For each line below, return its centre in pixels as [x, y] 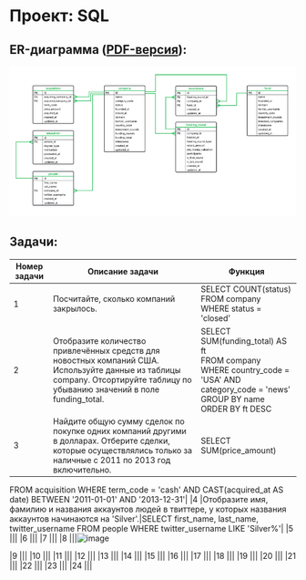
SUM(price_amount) [238, 450]
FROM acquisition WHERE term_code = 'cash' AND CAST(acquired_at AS [147, 490]
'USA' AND [220, 379]
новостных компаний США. [106, 360]
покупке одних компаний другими [120, 430]
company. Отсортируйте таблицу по [123, 379]
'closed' [215, 318]
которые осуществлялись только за [123, 450]
